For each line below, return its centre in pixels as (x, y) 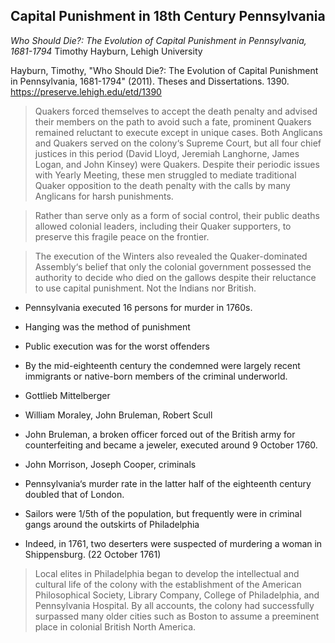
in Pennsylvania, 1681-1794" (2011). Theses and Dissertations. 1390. (150, 81)
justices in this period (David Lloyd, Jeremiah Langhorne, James (167, 153)
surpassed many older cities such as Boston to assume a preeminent (177, 616)
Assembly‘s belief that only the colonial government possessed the (173, 266)
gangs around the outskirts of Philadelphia (112, 524)
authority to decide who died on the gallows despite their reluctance (175, 277)
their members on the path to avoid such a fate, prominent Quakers (173, 121)
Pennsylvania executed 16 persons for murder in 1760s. (138, 307)
